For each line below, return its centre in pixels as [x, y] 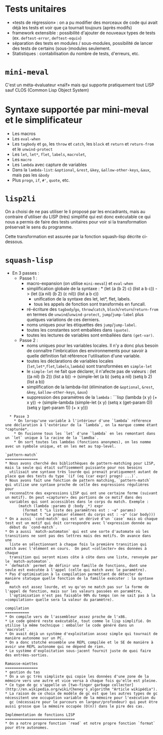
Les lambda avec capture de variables [49, 165]
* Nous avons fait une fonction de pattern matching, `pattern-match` [78, 480]
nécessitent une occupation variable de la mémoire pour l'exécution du [80, 697]
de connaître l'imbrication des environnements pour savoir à [87, 350]
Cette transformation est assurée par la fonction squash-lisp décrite [73, 236]
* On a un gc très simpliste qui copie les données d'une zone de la [77, 676]
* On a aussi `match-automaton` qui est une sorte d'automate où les [77, 531]
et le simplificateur [44, 120]
